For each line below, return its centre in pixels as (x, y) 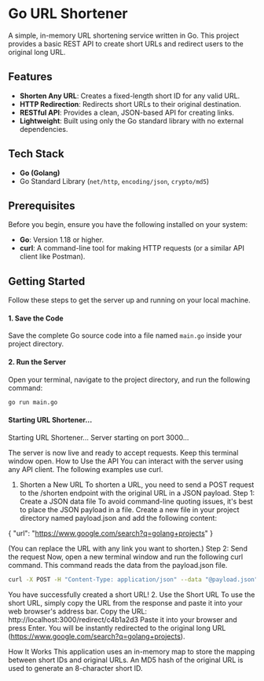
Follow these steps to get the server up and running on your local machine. (129, 300)
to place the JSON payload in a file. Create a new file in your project (129, 509)
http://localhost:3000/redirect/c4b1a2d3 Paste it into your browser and (123, 619)
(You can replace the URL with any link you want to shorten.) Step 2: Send (128, 548)
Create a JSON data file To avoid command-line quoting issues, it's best (136, 501)
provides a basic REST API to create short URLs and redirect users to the (126, 43)
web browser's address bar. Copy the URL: (78, 611)
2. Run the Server (37, 361)
